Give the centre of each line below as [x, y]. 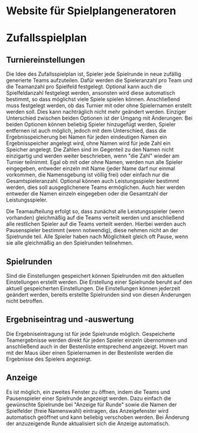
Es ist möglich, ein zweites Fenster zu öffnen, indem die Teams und [88, 392]
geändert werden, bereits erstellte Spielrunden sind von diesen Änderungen [98, 295]
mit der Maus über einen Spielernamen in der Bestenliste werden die [90, 352]
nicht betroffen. [25, 301]
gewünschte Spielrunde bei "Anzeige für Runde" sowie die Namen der [92, 405]
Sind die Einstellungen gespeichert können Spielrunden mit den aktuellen [95, 276]
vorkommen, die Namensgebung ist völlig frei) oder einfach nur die [88, 175]
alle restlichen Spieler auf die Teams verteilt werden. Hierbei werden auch [96, 224]
